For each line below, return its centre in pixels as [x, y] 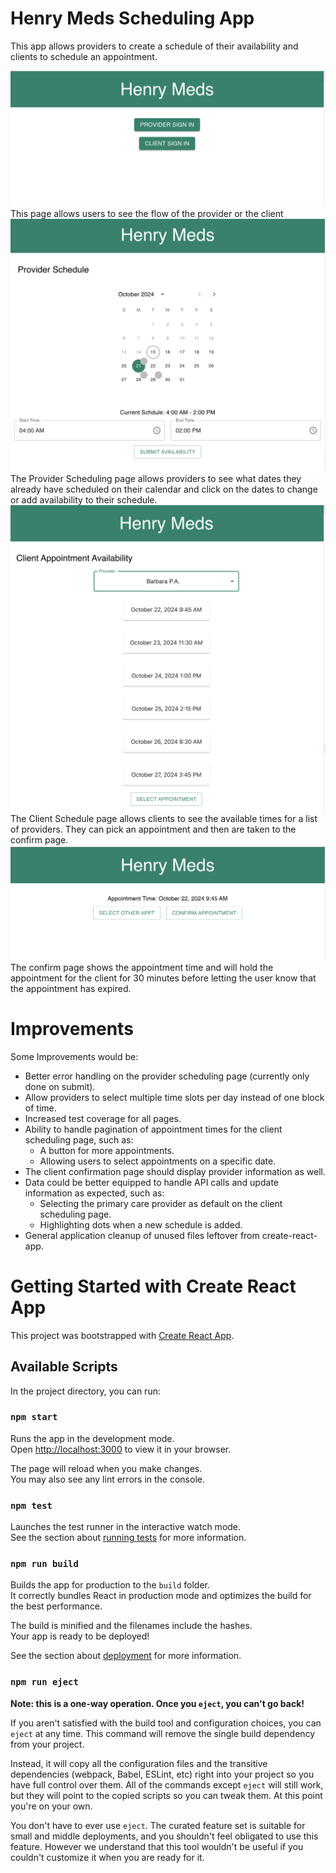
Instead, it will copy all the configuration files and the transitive [139, 1763]
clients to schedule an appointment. [84, 56]
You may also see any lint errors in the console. [107, 1479]
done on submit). [60, 1086]
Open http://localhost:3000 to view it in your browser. [121, 1449]
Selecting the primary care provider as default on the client [161, 1203]
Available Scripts [64, 1367]
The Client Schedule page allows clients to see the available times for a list [164, 819]
